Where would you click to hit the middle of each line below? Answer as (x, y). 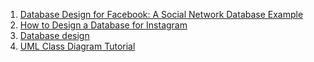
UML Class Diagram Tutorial (77, 46)
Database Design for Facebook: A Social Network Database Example (161, 14)
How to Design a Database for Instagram (103, 25)
